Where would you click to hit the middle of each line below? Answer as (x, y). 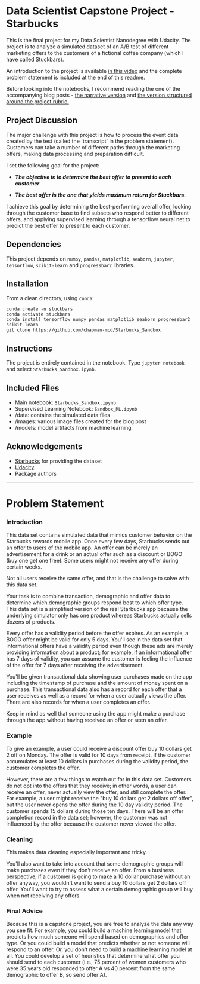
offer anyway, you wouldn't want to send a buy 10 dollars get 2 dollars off (96, 882)
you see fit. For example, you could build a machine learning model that (94, 930)
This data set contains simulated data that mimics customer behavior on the (99, 535)
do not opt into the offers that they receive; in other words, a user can (91, 786)
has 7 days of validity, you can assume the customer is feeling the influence (99, 659)
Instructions (29, 348)
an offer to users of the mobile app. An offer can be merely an (82, 548)
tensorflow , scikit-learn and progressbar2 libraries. (71, 265)
